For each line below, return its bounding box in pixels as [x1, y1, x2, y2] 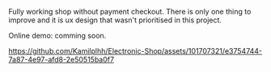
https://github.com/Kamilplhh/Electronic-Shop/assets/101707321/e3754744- [8, 46, 263, 55]
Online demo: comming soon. [8, 31, 107, 40]
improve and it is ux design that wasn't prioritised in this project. [8, 15, 222, 25]
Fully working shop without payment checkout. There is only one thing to [8, 7, 252, 16]
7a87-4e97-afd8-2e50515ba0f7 [8, 55, 115, 64]
